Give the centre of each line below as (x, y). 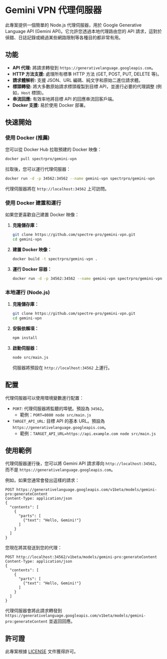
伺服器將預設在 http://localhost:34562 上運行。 (62, 368)
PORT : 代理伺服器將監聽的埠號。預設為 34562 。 (59, 408)
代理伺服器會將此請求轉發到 (34, 611)
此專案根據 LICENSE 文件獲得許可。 (42, 652)
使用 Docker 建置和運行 (33, 203)
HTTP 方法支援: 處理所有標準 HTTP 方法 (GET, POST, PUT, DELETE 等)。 (87, 74)
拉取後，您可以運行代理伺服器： (38, 169)
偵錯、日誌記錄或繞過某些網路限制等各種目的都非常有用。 (64, 37)
